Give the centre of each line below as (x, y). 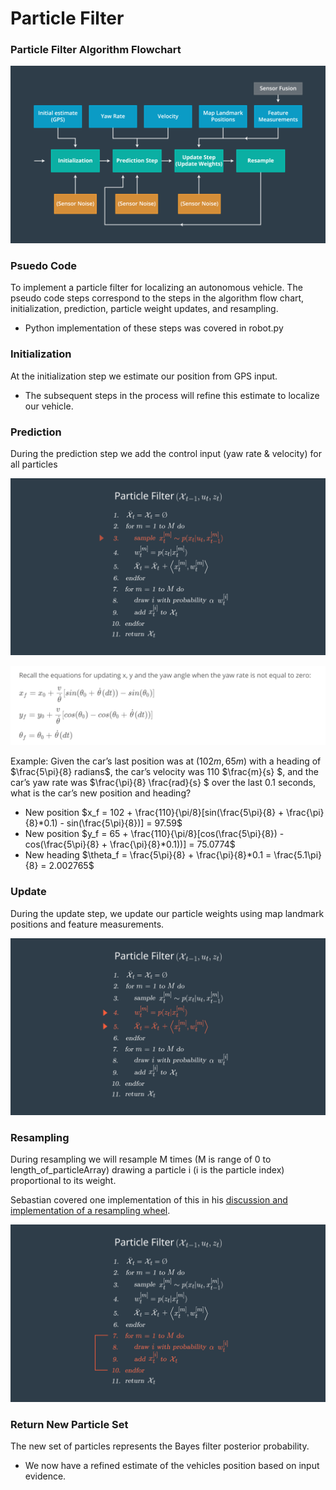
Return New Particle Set (69, 1424)
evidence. (45, 1476)
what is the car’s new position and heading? (101, 793)
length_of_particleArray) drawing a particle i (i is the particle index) (147, 1170)
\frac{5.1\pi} (297, 855)
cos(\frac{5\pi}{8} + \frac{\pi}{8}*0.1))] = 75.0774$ (130, 844)
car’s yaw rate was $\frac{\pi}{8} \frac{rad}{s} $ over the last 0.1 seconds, (163, 783)
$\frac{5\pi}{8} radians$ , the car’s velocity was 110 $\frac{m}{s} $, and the (164, 772)
